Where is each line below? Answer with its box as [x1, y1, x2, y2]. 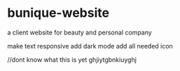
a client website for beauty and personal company [7, 28, 152, 37]
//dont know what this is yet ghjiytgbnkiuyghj [7, 55, 137, 64]
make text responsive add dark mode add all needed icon [7, 41, 173, 50]
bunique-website [7, 5, 110, 21]
